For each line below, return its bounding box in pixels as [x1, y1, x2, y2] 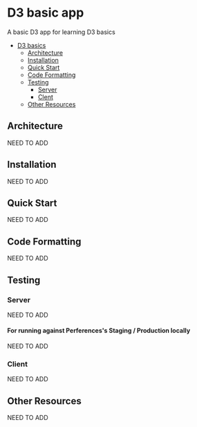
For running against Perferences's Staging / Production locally [7, 326, 191, 335]
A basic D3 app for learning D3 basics [7, 28, 115, 36]
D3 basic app [7, 5, 84, 21]
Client [7, 359, 28, 369]
